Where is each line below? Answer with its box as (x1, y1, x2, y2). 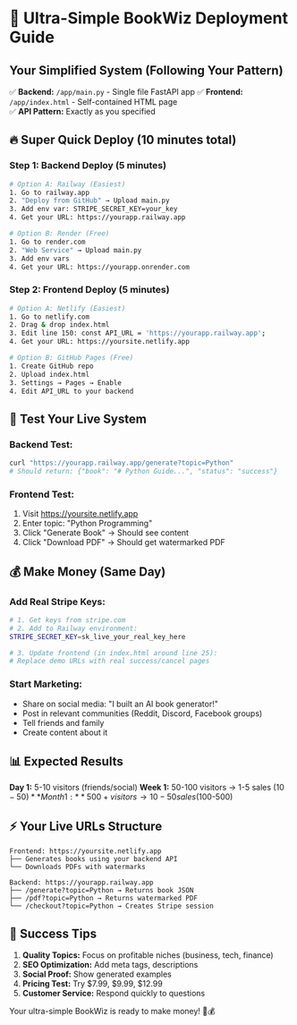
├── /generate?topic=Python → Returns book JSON (9, 886, 194, 895)
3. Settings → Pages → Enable (9, 378, 123, 388)
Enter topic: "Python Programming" (21, 518, 153, 529)
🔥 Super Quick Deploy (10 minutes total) (9, 132, 237, 148)
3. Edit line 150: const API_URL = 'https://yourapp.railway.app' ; (9, 329, 267, 338)
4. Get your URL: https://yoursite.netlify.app (9, 337, 191, 346)
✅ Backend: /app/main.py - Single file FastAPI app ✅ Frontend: (9, 87, 243, 97)
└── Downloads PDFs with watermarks (9, 863, 146, 872)
